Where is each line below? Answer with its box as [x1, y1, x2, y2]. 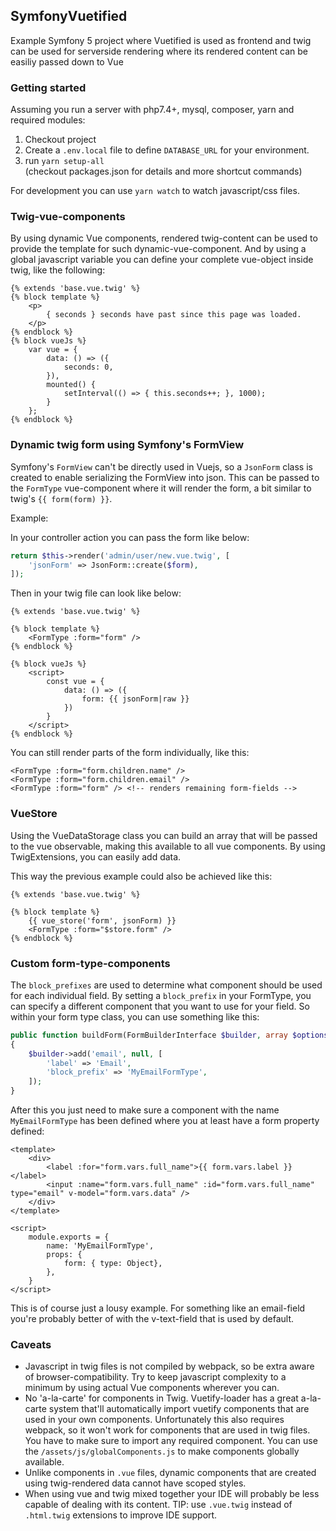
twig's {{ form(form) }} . [10, 492, 113, 504]
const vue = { [46, 677, 105, 687]
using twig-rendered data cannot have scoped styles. [24, 1477, 247, 1489]
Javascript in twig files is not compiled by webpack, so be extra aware [24, 1360, 315, 1373]
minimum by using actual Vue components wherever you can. [24, 1382, 280, 1394]
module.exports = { [28, 1232, 110, 1243]
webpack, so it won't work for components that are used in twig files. [24, 1424, 311, 1436]
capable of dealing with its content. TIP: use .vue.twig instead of [24, 1499, 293, 1511]
